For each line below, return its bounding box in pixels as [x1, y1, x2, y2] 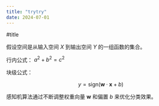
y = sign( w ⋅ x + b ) [77, 81, 124, 88]
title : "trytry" [6, 8, 47, 15]
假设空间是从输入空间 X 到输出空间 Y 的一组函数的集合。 [6, 43, 146, 50]
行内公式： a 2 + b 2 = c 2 [6, 55, 65, 63]
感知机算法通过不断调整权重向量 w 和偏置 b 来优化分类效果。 [6, 93, 157, 101]
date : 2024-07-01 [6, 14, 50, 20]
